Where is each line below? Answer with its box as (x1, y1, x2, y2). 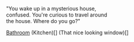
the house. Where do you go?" (6, 18, 81, 24)
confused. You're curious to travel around (6, 11, 107, 18)
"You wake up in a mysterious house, (6, 5, 96, 12)
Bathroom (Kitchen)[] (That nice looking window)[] (6, 29, 129, 36)
